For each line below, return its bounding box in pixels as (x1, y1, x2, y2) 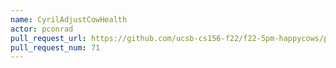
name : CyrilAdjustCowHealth (10, 14, 128, 25)
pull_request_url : (10, 33, 87, 43)
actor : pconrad (10, 24, 74, 34)
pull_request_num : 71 (10, 42, 101, 53)
